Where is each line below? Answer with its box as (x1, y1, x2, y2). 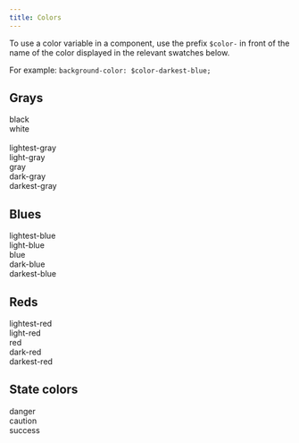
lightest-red (9, 319, 53, 329)
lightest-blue (9, 230, 56, 242)
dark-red (9, 346, 42, 358)
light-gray (9, 152, 46, 163)
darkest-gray (9, 181, 57, 192)
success (9, 424, 40, 435)
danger (9, 405, 36, 416)
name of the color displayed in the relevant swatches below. (9, 47, 230, 58)
